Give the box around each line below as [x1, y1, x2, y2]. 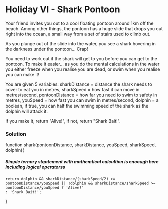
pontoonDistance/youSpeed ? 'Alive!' [5, 185, 84, 190]
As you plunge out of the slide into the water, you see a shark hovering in [5, 40, 156, 46]
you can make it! [5, 71, 40, 77]
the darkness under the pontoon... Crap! [5, 46, 88, 52]
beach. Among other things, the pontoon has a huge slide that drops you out [5, 25, 163, 31]
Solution [5, 130, 27, 137]
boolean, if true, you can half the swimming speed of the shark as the [5, 102, 149, 109]
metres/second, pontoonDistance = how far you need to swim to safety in [5, 92, 157, 98]
